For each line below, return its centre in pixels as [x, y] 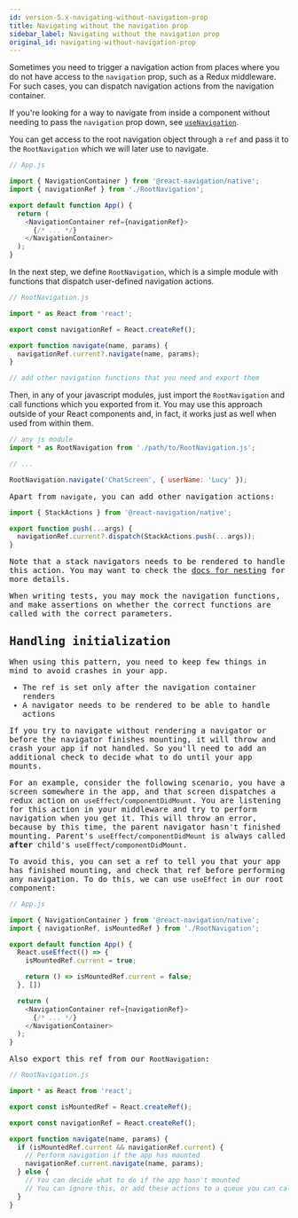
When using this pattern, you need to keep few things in [138, 661]
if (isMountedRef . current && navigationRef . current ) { [121, 1147]
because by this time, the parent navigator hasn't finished [145, 827]
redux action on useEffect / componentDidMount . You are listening [145, 800]
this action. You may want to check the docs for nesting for [147, 570]
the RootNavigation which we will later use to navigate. [109, 149]
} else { [33, 1172]
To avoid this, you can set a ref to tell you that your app [145, 861]
